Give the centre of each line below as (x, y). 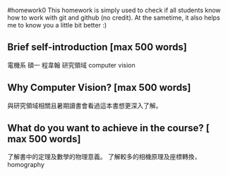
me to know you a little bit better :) (57, 25)
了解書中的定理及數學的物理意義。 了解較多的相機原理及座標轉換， (104, 157)
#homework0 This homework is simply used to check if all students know (114, 10)
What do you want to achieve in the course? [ (109, 128)
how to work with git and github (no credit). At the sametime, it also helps (114, 18)
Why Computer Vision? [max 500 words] (99, 88)
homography (26, 165)
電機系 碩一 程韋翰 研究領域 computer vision (71, 65)
